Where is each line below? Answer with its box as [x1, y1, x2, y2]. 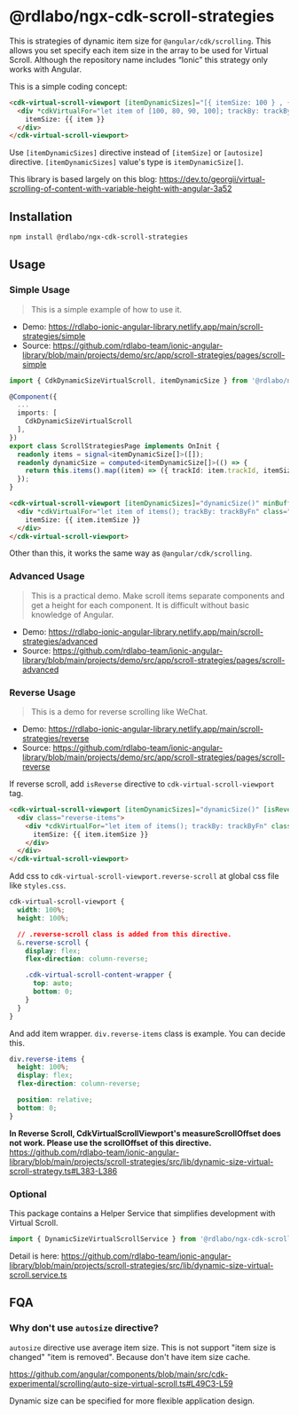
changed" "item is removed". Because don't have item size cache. [9, 1351, 251, 1362]
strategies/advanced [21, 636, 98, 646]
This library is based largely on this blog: [9, 174, 158, 185]
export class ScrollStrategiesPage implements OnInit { [9, 441, 220, 450]
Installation [9, 209, 73, 224]
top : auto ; [32, 979, 74, 988]
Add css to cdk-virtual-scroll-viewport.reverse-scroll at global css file [9, 871, 279, 881]
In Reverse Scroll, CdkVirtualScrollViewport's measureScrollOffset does [9, 1127, 281, 1138]
